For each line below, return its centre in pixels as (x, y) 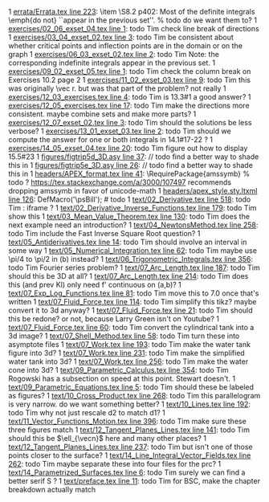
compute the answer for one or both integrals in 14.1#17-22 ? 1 (110, 139)
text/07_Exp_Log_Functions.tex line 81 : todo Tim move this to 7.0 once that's (134, 293)
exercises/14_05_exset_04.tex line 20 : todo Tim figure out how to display (128, 148)
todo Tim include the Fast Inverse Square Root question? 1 (104, 233)
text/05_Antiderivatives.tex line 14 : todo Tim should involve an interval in (128, 242)
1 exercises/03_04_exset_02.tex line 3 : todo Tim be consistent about (121, 37)
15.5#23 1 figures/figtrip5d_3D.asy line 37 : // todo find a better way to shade (134, 157)
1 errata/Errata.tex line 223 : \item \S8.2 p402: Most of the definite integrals (132, 12)
